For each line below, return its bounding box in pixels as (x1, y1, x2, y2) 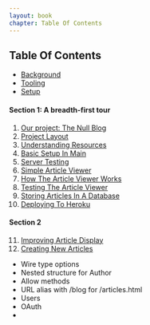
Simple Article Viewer (20, 165, 92, 175)
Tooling (20, 78, 46, 88)
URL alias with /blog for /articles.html (20, 284, 143, 294)
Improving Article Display (20, 235, 104, 244)
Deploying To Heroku (20, 199, 91, 208)
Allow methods (20, 276, 70, 286)
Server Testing (20, 157, 69, 166)
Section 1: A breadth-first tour (9, 105, 111, 114)
